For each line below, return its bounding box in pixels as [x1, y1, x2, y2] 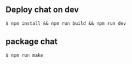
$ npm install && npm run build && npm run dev [5, 20, 127, 26]
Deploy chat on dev [5, 5, 79, 15]
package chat [5, 37, 58, 47]
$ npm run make [5, 52, 44, 58]
